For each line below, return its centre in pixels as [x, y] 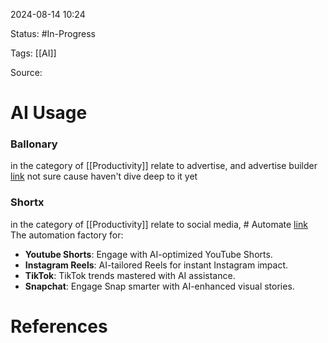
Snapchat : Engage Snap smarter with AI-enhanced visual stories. [159, 286]
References [59, 326]
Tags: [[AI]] [33, 53]
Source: [26, 72]
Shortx [27, 202]
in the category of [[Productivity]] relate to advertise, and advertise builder [164, 166]
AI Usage [49, 113]
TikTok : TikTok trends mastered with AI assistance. [130, 275]
